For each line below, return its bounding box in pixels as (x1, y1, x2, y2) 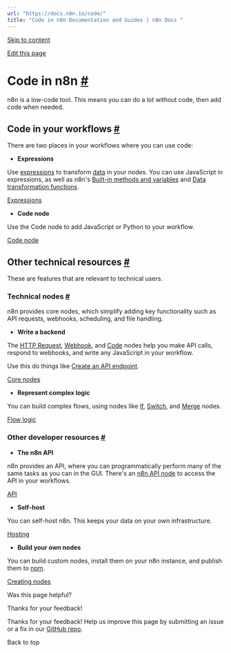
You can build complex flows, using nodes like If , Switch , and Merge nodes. (7, 402, 222, 410)
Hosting (7, 530, 30, 538)
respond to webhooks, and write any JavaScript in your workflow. (7, 349, 194, 357)
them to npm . (7, 563, 46, 572)
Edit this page (7, 49, 46, 57)
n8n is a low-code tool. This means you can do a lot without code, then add (7, 96, 222, 104)
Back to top (7, 638, 40, 646)
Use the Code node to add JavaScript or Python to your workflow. (7, 223, 194, 231)
